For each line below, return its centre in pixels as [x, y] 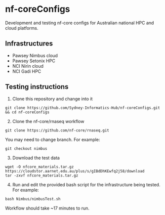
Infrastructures [29, 44]
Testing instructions [37, 87]
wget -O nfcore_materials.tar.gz [40, 167]
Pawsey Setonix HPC [34, 61]
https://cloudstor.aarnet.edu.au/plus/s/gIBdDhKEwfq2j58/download [75, 171]
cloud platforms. [22, 28]
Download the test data [36, 158]
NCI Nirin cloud [28, 66]
